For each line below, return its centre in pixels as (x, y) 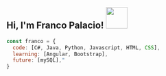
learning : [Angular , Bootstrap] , (60, 54)
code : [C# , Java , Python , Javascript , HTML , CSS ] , (86, 48)
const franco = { (31, 41)
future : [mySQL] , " (39, 60)
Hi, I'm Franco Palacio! (55, 26)
